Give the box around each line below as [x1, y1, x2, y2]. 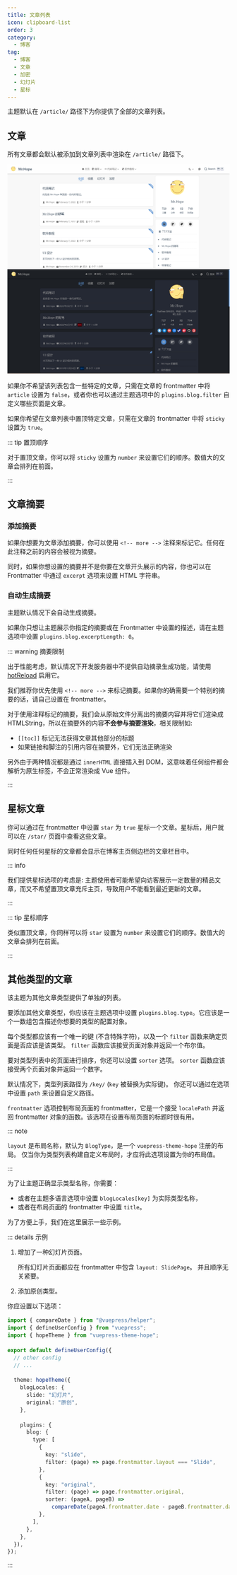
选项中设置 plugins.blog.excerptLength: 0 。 [7, 632, 138, 640]
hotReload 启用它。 [7, 670, 63, 679]
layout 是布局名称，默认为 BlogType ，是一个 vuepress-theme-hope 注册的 [7, 1141, 218, 1150]
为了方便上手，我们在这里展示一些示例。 [7, 1218, 125, 1226]
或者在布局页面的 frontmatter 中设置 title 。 [17, 1203, 146, 1211]
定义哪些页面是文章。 [7, 399, 69, 407]
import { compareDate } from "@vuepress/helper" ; [7, 1317, 157, 1324]
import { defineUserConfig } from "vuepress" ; [7, 1325, 147, 1332]
